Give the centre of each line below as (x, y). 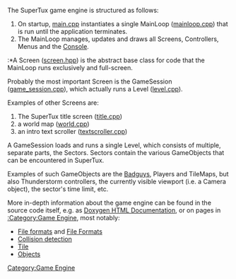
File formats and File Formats (60, 232)
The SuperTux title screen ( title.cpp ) (70, 116)
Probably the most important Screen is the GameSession (90, 81)
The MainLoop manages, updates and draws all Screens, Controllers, (118, 39)
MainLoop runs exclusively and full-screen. (70, 68)
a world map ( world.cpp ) (53, 124)
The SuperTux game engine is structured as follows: (83, 10)
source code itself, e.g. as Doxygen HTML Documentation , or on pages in (114, 210)
